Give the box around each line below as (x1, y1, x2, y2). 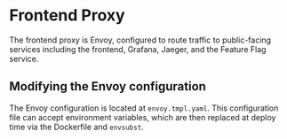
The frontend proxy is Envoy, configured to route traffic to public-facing (9, 35, 272, 45)
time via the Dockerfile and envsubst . (9, 121, 144, 132)
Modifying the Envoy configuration (9, 79, 207, 94)
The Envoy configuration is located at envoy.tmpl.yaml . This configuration (9, 103, 279, 113)
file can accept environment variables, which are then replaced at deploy (9, 112, 276, 122)
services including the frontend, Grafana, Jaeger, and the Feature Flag (9, 43, 267, 54)
